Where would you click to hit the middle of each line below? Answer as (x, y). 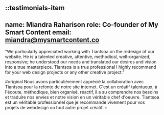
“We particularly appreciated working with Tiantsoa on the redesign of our (80, 52)
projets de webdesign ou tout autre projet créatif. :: (56, 108)
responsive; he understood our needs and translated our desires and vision (81, 62)
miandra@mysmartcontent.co (52, 40)
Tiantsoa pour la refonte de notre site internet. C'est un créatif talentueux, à (81, 87)
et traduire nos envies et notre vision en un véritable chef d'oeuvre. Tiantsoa (82, 97)
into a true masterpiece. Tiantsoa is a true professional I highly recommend (81, 67)
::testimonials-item (35, 8)
